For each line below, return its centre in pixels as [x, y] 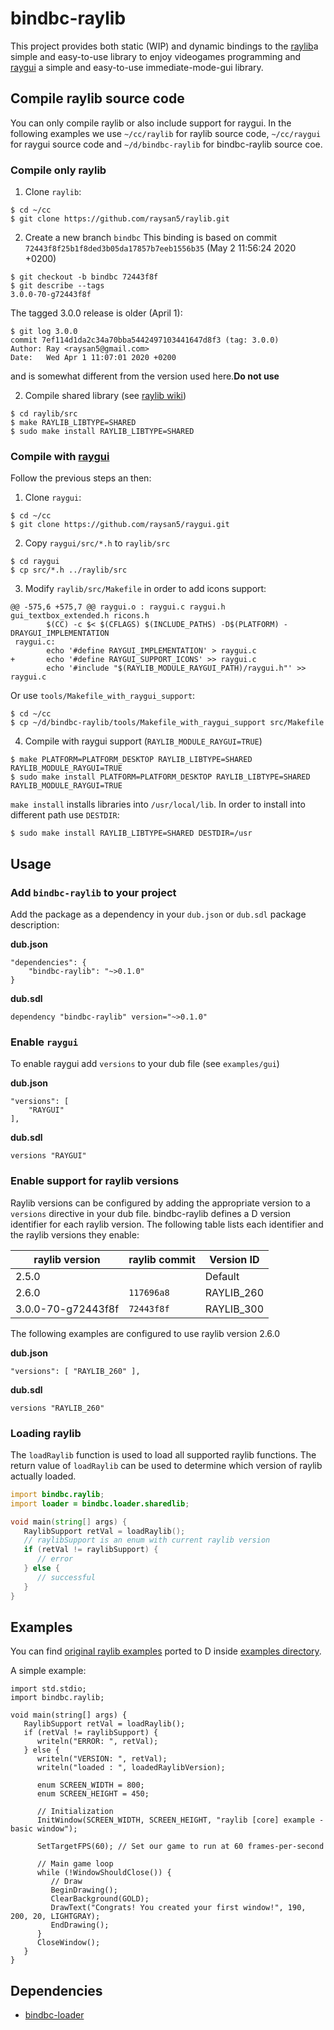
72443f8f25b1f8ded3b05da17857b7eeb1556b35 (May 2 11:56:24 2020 [160, 248]
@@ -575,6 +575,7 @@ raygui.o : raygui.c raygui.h [118, 607]
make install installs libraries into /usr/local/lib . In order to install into [158, 804]
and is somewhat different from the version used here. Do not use [145, 376]
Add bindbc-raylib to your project [93, 892]
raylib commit [162, 1259]
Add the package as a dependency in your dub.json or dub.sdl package [158, 914]
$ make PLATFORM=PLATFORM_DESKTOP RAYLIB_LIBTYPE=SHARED [131, 760]
